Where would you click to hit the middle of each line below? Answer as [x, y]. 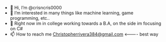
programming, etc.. [30, 18]
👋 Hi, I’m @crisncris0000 [36, 8]
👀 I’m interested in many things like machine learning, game [72, 13]
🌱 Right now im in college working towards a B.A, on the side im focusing [86, 23]
